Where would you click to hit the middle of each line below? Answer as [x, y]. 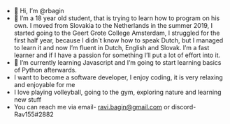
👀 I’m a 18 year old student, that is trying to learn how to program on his [117, 18]
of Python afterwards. [45, 70]
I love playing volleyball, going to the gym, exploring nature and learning [117, 92]
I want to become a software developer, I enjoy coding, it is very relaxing [118, 77]
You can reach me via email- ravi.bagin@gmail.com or [92, 107]
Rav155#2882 [34, 114]
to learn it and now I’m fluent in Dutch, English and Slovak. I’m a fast [112, 48]
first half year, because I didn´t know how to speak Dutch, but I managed [118, 40]
